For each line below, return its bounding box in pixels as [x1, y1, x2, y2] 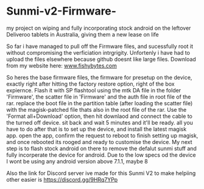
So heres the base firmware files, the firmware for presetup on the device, [6, 74, 192, 81]
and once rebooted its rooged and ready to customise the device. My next [6, 138, 192, 145]
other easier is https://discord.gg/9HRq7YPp [6, 176, 118, 183]
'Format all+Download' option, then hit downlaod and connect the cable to [6, 112, 193, 120]
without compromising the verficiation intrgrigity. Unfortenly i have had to [6, 49, 191, 56]
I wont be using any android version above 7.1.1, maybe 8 [6, 157, 148, 165]
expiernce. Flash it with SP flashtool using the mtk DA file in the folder [6, 86, 181, 94]
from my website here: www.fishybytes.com [6, 62, 117, 69]
